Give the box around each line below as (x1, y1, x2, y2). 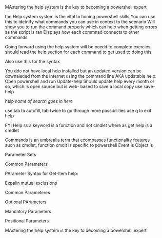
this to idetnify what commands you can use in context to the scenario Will (5, 19, 155, 24)
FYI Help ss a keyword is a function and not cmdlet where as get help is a (5, 122, 153, 128)
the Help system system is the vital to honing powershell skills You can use (5, 14, 156, 19)
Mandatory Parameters (5, 209, 51, 214)
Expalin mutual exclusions (5, 180, 57, 186)
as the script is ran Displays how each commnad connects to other (5, 29, 140, 35)
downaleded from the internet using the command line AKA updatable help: (5, 73, 157, 79)
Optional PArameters (5, 199, 47, 205)
